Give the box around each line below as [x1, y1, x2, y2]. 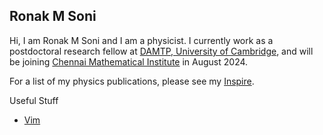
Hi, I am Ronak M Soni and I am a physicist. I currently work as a [9, 34, 274, 46]
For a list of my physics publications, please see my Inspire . [9, 75, 255, 87]
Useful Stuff [9, 94, 59, 106]
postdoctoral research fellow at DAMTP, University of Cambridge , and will [9, 45, 314, 57]
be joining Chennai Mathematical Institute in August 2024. [9, 55, 249, 68]
